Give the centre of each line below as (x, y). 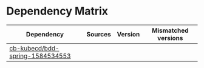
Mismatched (170, 30)
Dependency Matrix (57, 11)
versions (170, 38)
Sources (99, 34)
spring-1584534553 (40, 56)
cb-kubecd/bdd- (34, 48)
